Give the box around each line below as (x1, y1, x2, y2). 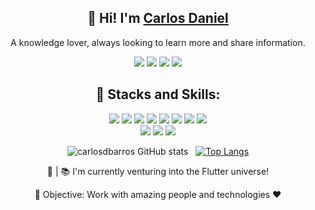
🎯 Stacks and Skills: (95, 86, 221, 103)
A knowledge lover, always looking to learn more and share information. (10, 36, 306, 48)
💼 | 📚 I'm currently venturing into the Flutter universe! (46, 165, 270, 177)
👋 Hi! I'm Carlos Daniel (87, 10, 229, 27)
